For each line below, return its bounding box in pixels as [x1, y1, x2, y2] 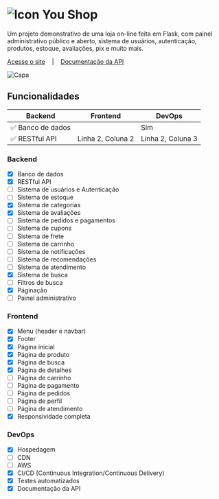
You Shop [42, 7, 98, 23]
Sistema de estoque [16, 193, 74, 202]
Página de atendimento [16, 405, 83, 413]
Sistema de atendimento [16, 263, 87, 271]
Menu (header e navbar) [16, 327, 87, 336]
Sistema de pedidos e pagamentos [16, 216, 115, 224]
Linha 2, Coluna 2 [77, 134, 135, 143]
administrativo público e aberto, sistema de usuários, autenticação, [7, 36, 197, 45]
